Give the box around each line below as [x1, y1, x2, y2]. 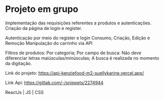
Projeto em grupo [5, 3, 79, 15]
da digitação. [5, 60, 32, 66]
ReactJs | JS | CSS [5, 89, 44, 95]
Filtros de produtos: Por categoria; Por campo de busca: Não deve [5, 50, 142, 56]
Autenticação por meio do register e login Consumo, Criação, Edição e [5, 35, 151, 41]
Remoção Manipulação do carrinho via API [5, 40, 93, 46]
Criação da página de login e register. [5, 25, 82, 31]
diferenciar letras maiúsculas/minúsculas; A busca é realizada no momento [5, 55, 160, 61]
